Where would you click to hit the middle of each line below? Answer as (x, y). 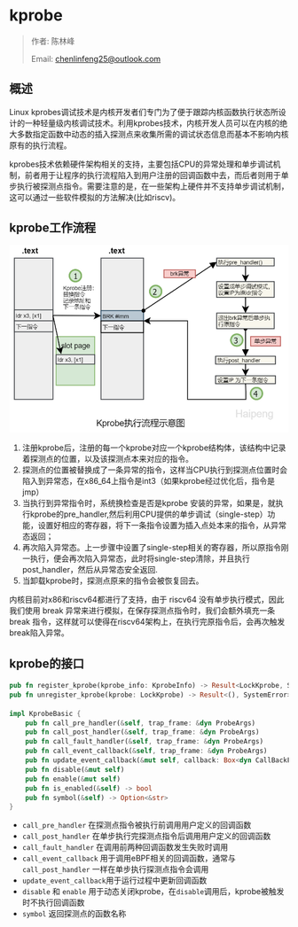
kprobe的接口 (47, 663)
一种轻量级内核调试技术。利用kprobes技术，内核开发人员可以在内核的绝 (156, 123)
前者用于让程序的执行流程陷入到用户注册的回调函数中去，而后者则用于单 (157, 175)
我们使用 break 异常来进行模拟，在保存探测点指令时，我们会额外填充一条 (142, 611)
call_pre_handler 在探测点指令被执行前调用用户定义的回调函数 (137, 825)
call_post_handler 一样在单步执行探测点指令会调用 (115, 869)
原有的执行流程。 (40, 145)
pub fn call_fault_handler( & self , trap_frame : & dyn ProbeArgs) (145, 742)
